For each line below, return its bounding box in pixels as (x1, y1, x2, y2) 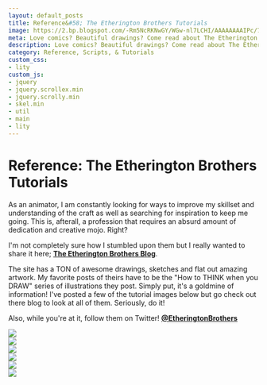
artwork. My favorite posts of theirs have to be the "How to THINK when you (8, 272, 258, 282)
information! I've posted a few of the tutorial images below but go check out (8, 289, 257, 298)
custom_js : (8, 71, 44, 79)
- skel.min (8, 100, 44, 108)
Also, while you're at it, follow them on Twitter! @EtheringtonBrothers (8, 313, 238, 322)
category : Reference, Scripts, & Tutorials (8, 48, 155, 56)
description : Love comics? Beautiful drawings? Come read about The (8, 41, 240, 49)
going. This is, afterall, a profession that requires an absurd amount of (8, 216, 237, 226)
